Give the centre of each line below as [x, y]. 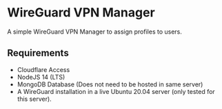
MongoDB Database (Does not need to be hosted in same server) [110, 84]
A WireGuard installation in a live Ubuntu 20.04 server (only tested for [116, 91]
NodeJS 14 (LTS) [41, 77]
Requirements [38, 53]
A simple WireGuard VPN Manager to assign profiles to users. [95, 32]
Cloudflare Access [43, 69]
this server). [34, 99]
